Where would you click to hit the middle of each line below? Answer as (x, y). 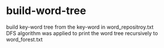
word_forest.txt (24, 39)
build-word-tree (46, 11)
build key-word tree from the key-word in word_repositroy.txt (80, 27)
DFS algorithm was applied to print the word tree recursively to (82, 33)
